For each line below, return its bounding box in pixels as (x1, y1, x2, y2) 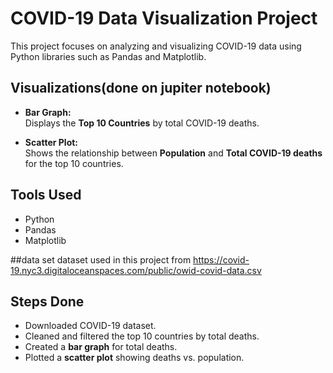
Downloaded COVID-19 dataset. (24, 320, 157, 332)
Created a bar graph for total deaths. (24, 341, 178, 353)
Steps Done (10, 293, 85, 310)
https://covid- (193, 253, 250, 266)
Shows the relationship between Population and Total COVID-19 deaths (24, 147, 323, 159)
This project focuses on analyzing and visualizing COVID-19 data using (10, 40, 302, 52)
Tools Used (10, 187, 82, 204)
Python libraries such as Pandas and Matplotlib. (10, 50, 207, 62)
